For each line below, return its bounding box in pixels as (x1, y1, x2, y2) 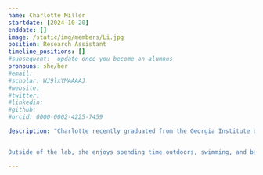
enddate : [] (8, 26, 47, 34)
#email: (8, 70, 34, 77)
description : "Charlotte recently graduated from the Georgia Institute (8, 127, 250, 135)
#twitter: (8, 91, 41, 99)
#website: (8, 84, 41, 92)
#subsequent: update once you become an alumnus (8, 55, 174, 63)
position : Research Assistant (8, 41, 107, 48)
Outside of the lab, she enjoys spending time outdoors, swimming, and (8, 148, 247, 156)
